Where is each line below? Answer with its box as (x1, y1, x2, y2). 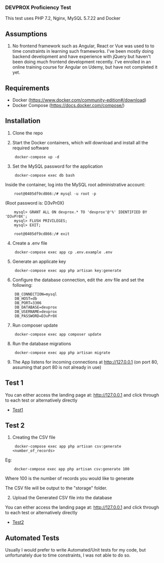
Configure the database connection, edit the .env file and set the (12, 277, 145, 283)
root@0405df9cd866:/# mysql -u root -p (14, 191, 97, 196)
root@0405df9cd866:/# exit (14, 231, 70, 236)
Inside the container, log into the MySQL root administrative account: (5, 181, 145, 188)
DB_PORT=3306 (14, 300, 42, 305)
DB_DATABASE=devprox (14, 305, 57, 310)
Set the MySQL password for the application (12, 163, 103, 169)
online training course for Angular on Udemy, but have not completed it (12, 64, 158, 70)
